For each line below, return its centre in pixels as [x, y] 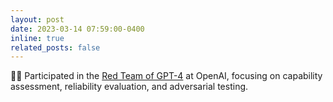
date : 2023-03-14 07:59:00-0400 [77, 29]
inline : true [37, 38]
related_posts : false [55, 47]
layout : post [37, 19]
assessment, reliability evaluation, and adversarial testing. [129, 87]
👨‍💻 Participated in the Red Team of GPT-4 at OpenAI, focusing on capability [166, 76]
